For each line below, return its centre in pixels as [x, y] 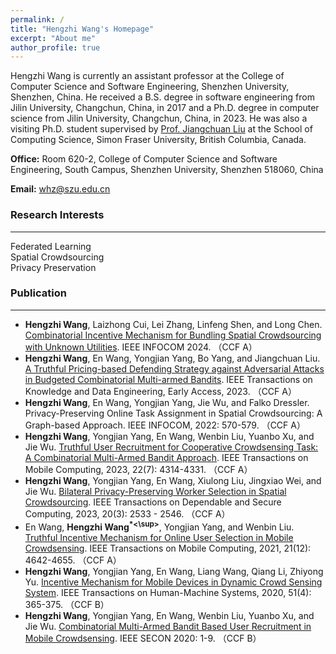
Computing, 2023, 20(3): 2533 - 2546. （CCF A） [127, 513]
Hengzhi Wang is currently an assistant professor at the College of [147, 76]
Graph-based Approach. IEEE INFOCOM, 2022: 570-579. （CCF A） [165, 425]
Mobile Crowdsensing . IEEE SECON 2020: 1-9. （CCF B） [143, 638]
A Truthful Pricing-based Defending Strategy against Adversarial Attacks [174, 368]
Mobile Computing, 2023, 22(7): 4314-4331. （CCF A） [138, 469]
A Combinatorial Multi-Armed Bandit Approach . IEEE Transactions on [166, 457]
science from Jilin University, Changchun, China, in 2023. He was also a [159, 118]
